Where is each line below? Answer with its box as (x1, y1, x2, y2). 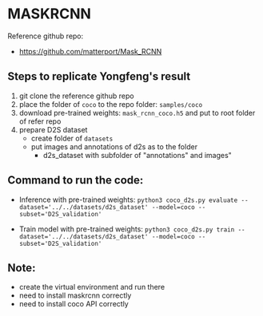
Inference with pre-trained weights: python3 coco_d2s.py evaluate (18, 195, 238, 204)
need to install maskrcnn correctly (18, 290, 132, 300)
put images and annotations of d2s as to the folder (30, 141, 197, 152)
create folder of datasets (30, 133, 114, 143)
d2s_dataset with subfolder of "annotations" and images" (42, 150, 233, 160)
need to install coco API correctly (18, 299, 129, 309)
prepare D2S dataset (18, 124, 88, 134)
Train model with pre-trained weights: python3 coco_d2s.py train (18, 224, 235, 234)
